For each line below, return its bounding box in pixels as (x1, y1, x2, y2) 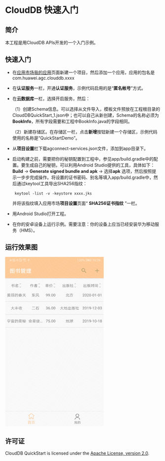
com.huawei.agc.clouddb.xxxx (12, 75, 75, 81)
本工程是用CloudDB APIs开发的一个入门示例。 (5, 40, 99, 45)
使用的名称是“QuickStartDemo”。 (12, 135, 80, 141)
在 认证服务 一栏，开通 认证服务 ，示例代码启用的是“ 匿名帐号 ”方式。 (12, 85, 146, 91)
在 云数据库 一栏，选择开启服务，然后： (12, 96, 90, 101)
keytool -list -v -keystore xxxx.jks (14, 191, 92, 196)
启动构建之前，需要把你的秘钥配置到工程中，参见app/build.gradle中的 (12, 156, 154, 162)
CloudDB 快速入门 (5, 4, 79, 16)
